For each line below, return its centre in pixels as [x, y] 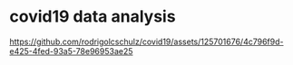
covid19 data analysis [93, 17]
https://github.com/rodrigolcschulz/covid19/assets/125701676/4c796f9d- [146, 42]
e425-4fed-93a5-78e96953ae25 [71, 51]
